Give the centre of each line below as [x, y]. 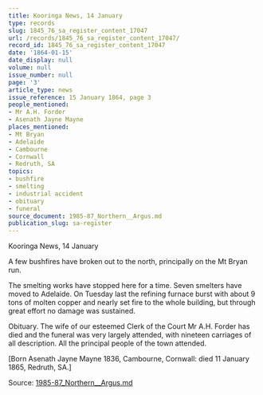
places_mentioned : [39, 127]
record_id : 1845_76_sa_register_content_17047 [87, 45]
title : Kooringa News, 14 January [66, 16]
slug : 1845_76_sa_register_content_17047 [78, 30]
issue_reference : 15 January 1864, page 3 [80, 97]
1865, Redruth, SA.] [40, 367]
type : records [32, 23]
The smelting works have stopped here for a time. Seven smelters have [125, 286]
